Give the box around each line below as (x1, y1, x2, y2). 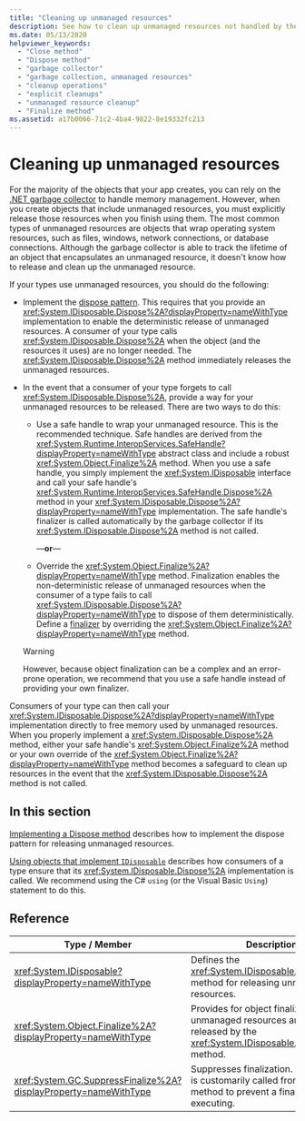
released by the (190, 1025, 257, 1037)
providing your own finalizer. (22, 683, 130, 694)
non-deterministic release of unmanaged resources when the (35, 580, 266, 591)
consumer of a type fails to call (35, 590, 152, 601)
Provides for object (190, 1002, 272, 1015)
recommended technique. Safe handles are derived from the (35, 429, 263, 439)
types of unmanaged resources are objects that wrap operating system (9, 223, 276, 234)
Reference (9, 911, 70, 926)
